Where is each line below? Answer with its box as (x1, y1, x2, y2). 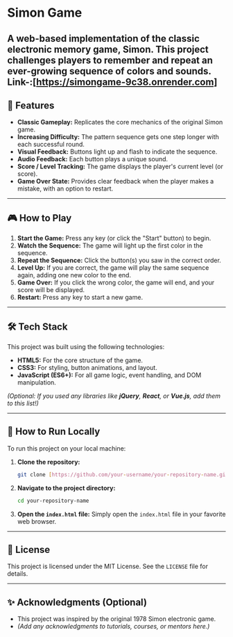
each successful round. (17, 140, 85, 149)
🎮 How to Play (7, 212, 72, 224)
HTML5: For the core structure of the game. (17, 356, 144, 364)
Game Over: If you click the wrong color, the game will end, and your (17, 278, 215, 287)
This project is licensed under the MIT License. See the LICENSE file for (7, 562, 208, 571)
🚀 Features (7, 99, 55, 111)
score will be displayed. (17, 286, 85, 294)
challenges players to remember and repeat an (7, 54, 214, 66)
